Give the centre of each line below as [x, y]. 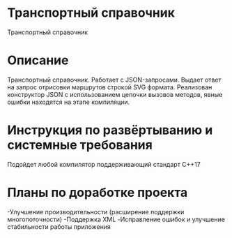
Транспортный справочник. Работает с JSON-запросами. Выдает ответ [114, 80]
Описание [38, 60]
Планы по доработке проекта [98, 193]
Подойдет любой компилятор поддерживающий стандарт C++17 [104, 164]
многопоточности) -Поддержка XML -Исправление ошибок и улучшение [116, 219]
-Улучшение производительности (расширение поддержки [96, 211]
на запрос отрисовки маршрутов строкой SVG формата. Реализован [110, 87]
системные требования [80, 145]
